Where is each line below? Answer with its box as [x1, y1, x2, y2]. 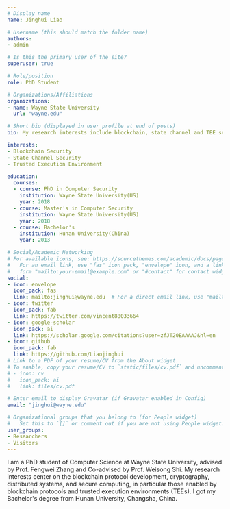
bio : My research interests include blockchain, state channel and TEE [7, 129, 216, 136]
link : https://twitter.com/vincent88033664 [13, 312, 139, 319]
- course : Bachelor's [13, 224, 75, 231]
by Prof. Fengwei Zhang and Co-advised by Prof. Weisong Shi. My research [7, 465, 220, 473]
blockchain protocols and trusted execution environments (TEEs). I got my [7, 487, 216, 495]
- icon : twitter [7, 300, 53, 307]
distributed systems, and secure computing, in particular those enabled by [7, 480, 217, 488]
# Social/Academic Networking [7, 249, 94, 256]
